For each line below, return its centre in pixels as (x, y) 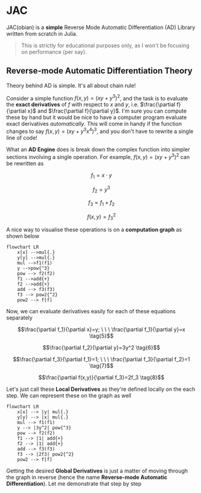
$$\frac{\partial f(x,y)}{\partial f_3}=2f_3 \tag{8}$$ (101, 377)
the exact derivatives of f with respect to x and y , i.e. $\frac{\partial (91, 105)
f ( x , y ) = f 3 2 (101, 217)
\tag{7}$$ (101, 366)
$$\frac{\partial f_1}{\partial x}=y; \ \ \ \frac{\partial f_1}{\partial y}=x (101, 330)
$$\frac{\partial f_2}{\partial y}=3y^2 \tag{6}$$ (101, 348)
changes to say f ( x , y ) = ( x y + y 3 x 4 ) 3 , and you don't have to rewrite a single (100, 131)
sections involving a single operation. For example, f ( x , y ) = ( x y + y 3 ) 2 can (98, 156)
